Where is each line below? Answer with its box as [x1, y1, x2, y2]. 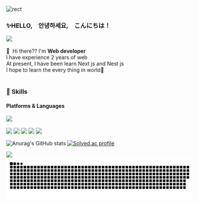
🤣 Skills [6, 88, 28, 96]
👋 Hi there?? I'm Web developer [6, 47, 86, 55]
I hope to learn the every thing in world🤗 [6, 66, 104, 74]
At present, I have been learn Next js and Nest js [6, 60, 124, 68]
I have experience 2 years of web [6, 54, 88, 61]
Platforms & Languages [6, 102, 65, 109]
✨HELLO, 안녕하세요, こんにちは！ [6, 21, 111, 30]
